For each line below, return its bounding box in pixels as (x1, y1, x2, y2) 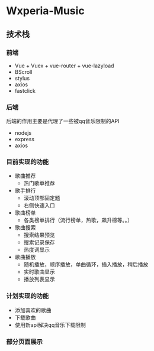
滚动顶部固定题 (23, 194, 60, 201)
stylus (14, 74, 30, 82)
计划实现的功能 (6, 292, 49, 300)
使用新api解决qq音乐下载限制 (14, 321, 86, 329)
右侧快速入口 (23, 202, 55, 209)
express (14, 136, 34, 143)
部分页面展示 (6, 337, 43, 346)
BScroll (14, 68, 33, 75)
